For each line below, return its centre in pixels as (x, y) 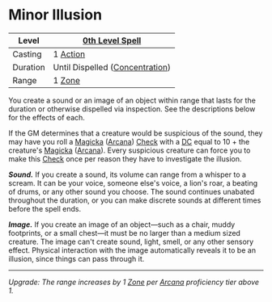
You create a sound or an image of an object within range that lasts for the (132, 100)
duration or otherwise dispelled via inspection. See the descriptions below (132, 109)
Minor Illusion (55, 15)
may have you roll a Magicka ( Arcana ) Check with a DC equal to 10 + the (129, 141)
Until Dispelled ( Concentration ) (112, 67)
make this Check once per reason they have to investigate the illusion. (125, 158)
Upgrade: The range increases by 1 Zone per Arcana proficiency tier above (134, 282)
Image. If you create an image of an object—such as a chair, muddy (122, 224)
